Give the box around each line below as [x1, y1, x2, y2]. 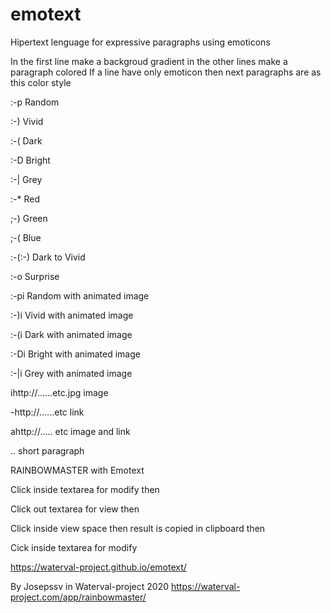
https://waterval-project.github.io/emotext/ [10, 561, 187, 573]
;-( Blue [10, 231, 42, 243]
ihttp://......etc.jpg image [10, 386, 109, 398]
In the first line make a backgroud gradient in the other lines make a [10, 55, 288, 67]
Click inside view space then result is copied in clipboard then [10, 522, 266, 534]
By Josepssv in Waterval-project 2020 [10, 580, 170, 592]
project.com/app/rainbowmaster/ [10, 591, 147, 603]
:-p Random [10, 96, 60, 108]
